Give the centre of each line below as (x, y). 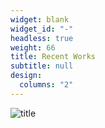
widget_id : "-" (42, 29)
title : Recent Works (53, 57)
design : (26, 76)
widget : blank (40, 19)
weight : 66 (33, 47)
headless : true (42, 38)
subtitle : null (42, 66)
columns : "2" (46, 85)
